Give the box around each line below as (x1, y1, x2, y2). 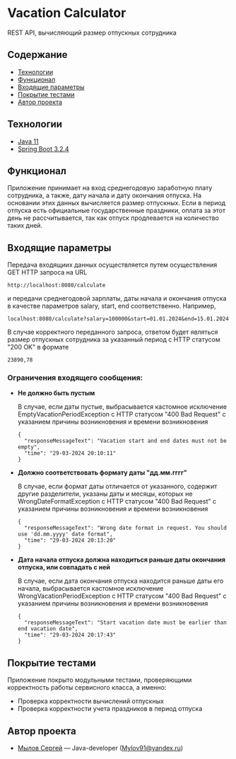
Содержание (7, 49, 69, 61)
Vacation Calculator (7, 5, 126, 21)
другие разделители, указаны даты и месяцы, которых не (17, 489, 193, 498)
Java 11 (17, 137, 39, 146)
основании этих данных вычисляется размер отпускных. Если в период (7, 199, 226, 207)
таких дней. (7, 221, 43, 230)
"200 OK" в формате (7, 343, 69, 352)
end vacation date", (17, 625, 78, 632)
